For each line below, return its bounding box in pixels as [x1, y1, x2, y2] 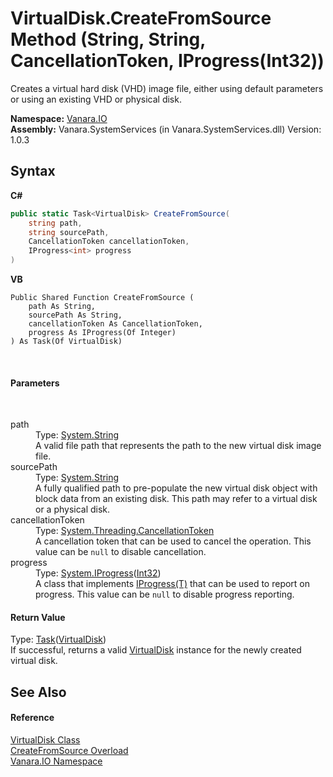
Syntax [10, 163, 56, 180]
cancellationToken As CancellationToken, [28, 319, 203, 329]
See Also [10, 683, 67, 701]
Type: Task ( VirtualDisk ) [10, 633, 107, 646]
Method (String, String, [10, 28, 206, 51]
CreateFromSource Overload [10, 745, 129, 756]
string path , [28, 218, 83, 228]
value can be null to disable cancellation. [35, 546, 207, 558]
